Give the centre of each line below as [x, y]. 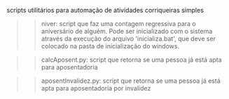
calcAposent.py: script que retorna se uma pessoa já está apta [131, 60]
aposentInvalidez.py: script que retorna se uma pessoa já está [131, 81]
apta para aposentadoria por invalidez [96, 88]
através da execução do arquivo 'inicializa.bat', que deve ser [129, 39]
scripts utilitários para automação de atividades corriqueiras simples [105, 10]
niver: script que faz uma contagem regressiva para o [119, 24]
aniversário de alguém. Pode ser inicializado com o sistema [127, 31]
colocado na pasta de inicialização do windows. [110, 46]
